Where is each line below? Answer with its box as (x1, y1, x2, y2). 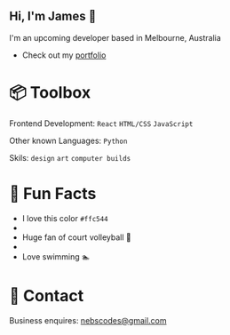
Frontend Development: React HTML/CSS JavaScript (9, 117, 194, 129)
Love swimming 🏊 (21, 251, 91, 262)
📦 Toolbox (9, 83, 91, 102)
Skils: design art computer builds (9, 152, 131, 163)
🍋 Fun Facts (9, 183, 97, 203)
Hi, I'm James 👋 (9, 9, 97, 24)
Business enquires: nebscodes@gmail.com (9, 315, 167, 325)
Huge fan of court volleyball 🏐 (21, 232, 131, 243)
